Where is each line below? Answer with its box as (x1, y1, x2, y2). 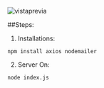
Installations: (17, 34, 56, 43)
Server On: (17, 60, 50, 69)
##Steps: (7, 21, 34, 28)
